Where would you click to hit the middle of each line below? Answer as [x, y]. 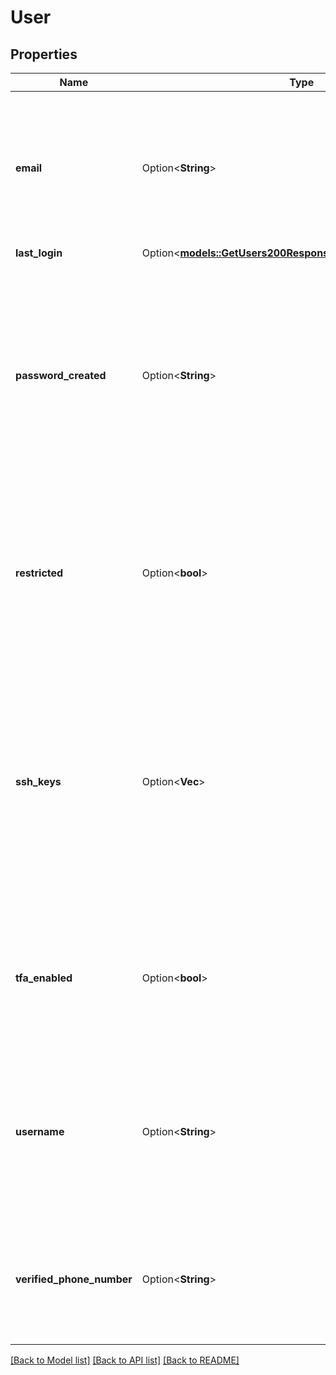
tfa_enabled [44, 978]
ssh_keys [38, 781]
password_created [61, 375]
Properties [44, 54]
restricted [39, 573]
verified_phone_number [74, 1279]
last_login [39, 253]
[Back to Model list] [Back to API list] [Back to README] [125, 1360]
